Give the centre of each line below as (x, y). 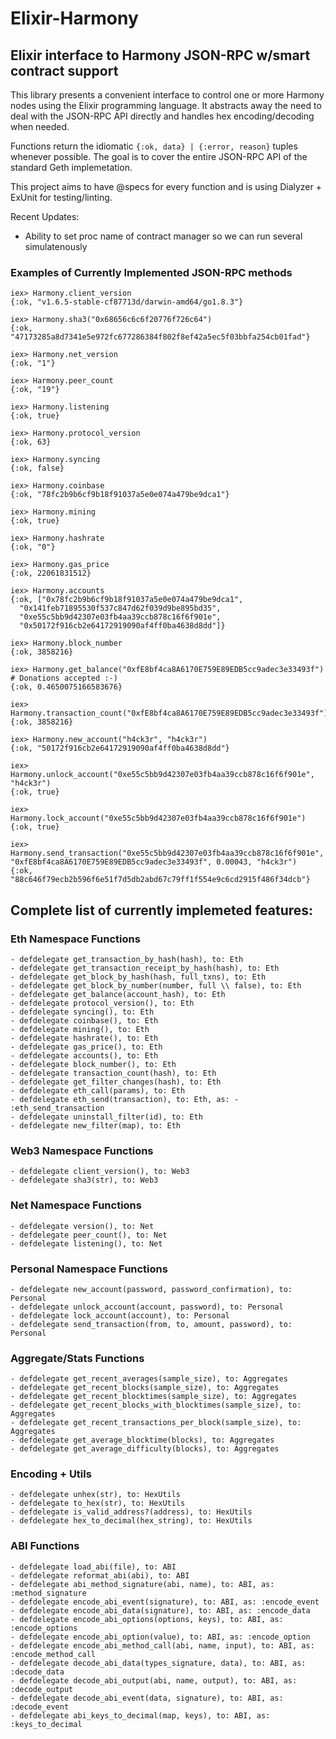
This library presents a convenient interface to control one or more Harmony (167, 95)
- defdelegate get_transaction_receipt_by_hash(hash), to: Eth (145, 968)
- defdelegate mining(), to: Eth (80, 1029)
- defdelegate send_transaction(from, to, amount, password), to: (151, 1324)
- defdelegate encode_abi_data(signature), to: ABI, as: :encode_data (160, 1610)
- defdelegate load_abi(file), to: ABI (93, 1567)
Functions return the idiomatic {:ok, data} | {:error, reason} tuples (154, 146)
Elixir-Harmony (74, 18)
